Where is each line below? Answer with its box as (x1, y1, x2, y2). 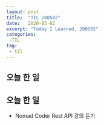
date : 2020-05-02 (6, 20, 56, 26)
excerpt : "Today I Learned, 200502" (6, 25, 99, 32)
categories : (6, 32, 36, 38)
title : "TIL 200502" (6, 15, 61, 21)
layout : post (6, 8, 39, 15)
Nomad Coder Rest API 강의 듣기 (15, 112, 96, 119)
